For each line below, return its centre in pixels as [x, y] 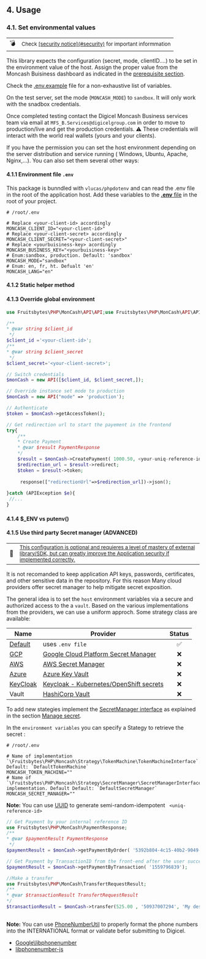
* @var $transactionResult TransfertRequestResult [72, 895]
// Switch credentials [35, 374]
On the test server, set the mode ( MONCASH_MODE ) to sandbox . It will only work [101, 97]
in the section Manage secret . [44, 716]
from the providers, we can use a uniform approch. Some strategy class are [102, 612]
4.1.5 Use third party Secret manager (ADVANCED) [72, 533]
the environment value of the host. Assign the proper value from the [92, 67]
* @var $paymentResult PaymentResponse [57, 839]
